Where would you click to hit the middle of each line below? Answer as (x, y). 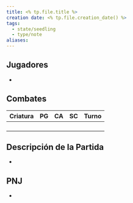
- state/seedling (34, 29)
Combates (27, 99)
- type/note (27, 35)
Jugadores (27, 65)
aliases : (17, 40)
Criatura (22, 116)
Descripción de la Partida (55, 147)
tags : (13, 23)
